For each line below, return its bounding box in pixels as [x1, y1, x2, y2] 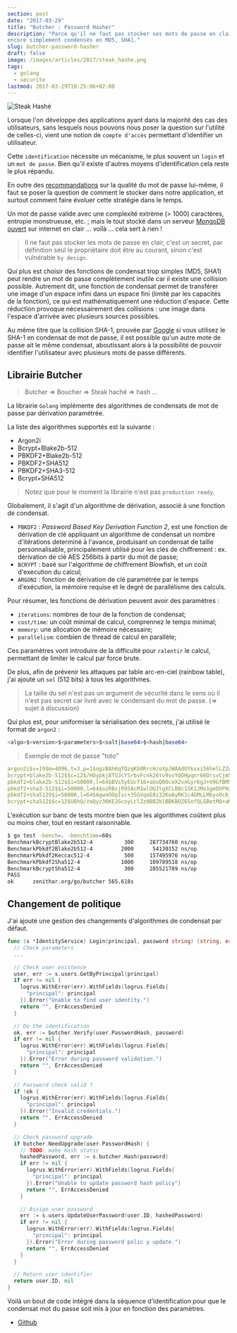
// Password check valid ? [13, 1081, 93, 1088]
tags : [7, 63, 23, 70]
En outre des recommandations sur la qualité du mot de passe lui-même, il [7, 181, 224, 190]
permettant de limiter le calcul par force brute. [7, 654, 141, 662]
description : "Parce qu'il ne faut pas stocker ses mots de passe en [7, 30, 217, 37]
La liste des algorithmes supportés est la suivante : [7, 422, 155, 432]
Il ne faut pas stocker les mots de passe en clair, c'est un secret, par [24, 238, 224, 247]
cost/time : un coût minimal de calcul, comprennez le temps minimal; [17, 618, 217, 626]
